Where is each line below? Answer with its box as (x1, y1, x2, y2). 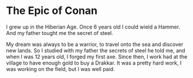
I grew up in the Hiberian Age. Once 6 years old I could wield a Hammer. (6, 23, 181, 30)
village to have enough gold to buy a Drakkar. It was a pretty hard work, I (6, 59, 182, 66)
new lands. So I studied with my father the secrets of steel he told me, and (6, 47, 186, 54)
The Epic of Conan (6, 4, 98, 17)
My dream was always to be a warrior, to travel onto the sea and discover (6, 41, 184, 48)
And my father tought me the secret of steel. (6, 29, 113, 36)
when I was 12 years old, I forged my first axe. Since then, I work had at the (6, 53, 188, 60)
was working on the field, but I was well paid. (6, 65, 116, 72)
